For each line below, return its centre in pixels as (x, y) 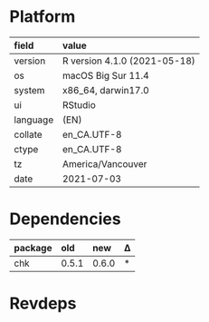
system (29, 90)
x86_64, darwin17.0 (105, 90)
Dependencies (65, 219)
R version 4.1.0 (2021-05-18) (129, 61)
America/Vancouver (104, 163)
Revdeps (43, 303)
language (34, 120)
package (33, 248)
